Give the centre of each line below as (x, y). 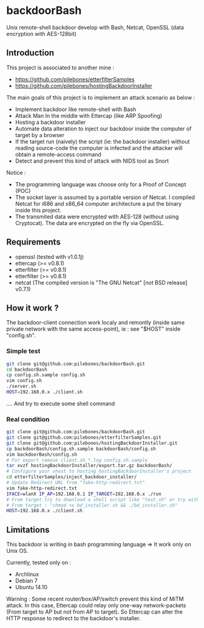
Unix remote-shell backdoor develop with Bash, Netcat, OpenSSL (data (95, 27)
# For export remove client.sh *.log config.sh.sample (77, 460)
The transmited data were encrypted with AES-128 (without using (97, 217)
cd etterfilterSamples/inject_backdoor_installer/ (72, 477)
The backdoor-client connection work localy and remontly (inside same (96, 323)
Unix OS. (17, 551)
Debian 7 (26, 581)
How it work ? (32, 308)
